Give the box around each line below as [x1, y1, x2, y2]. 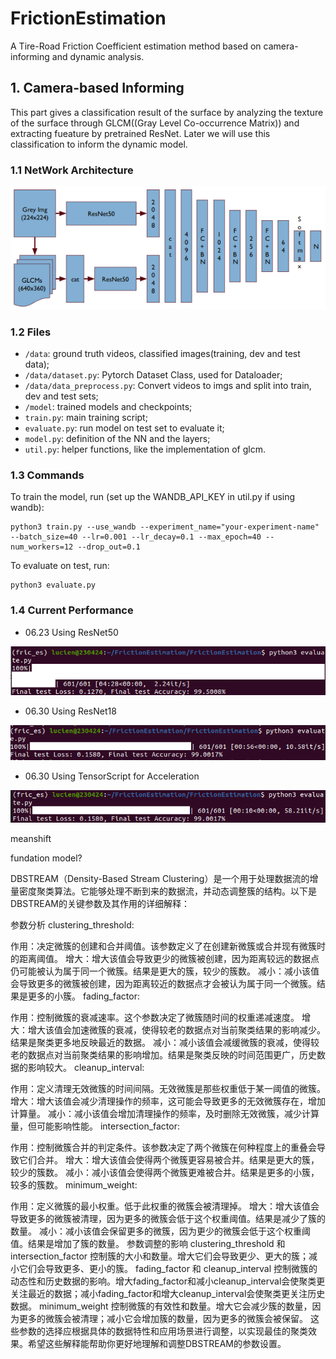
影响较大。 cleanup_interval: [27, 1061, 145, 1073]
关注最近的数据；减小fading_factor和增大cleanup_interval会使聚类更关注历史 [10, 1287, 326, 1299]
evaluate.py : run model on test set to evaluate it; [24, 422, 225, 434]
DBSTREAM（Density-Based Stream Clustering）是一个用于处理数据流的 [10, 872, 310, 884]
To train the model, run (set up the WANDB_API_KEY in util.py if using [10, 491, 296, 503]
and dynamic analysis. [51, 50, 145, 62]
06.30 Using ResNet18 [24, 705, 117, 717]
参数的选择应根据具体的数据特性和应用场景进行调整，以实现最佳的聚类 [18, 1325, 308, 1337]
